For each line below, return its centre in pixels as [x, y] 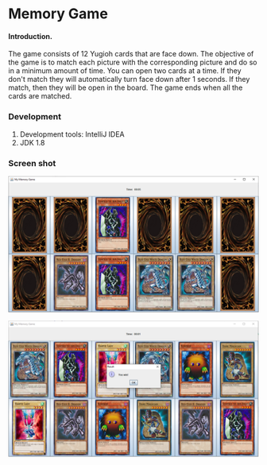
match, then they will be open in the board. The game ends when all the [126, 87]
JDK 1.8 [32, 142]
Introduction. [31, 36]
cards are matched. [40, 96]
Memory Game [58, 14]
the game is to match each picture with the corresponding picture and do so [133, 62]
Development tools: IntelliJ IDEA [72, 134]
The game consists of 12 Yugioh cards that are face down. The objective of [131, 54]
